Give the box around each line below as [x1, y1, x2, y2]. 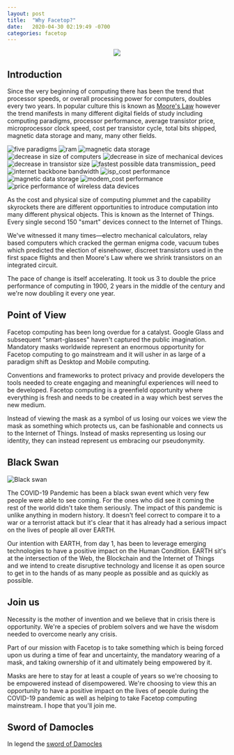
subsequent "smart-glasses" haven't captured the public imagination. [7, 335, 207, 344]
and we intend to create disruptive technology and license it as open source [7, 561, 225, 570]
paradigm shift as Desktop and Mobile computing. [7, 357, 151, 366]
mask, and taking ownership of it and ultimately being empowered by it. [7, 658, 212, 666]
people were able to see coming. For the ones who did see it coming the [7, 496, 214, 504]
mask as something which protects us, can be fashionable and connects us [7, 421, 224, 429]
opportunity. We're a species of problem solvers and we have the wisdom [7, 622, 219, 631]
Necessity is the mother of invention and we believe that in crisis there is [7, 615, 216, 623]
